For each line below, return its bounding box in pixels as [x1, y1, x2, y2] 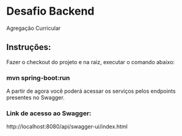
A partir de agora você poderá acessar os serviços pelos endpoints [6, 87, 176, 95]
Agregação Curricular [6, 24, 61, 32]
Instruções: [6, 42, 51, 52]
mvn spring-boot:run [6, 73, 70, 82]
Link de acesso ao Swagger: [6, 109, 92, 117]
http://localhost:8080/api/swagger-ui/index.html [6, 123, 128, 131]
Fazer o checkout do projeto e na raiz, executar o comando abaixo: [6, 58, 175, 65]
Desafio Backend [6, 4, 95, 18]
